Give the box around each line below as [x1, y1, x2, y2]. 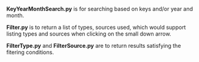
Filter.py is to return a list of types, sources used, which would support [6, 24, 186, 31]
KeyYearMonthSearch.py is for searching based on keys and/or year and [6, 6, 193, 12]
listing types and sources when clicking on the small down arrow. [6, 30, 171, 37]
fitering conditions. [6, 48, 54, 56]
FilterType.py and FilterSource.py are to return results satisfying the [6, 42, 181, 49]
